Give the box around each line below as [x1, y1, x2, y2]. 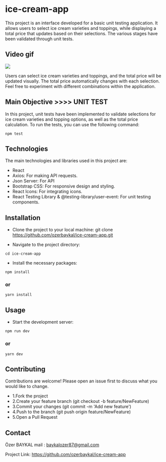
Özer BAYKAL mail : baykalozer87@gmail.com [5, 442, 100, 448]
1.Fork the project [12, 393, 48, 399]
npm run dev [5, 329, 30, 334]
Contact [5, 429, 31, 437]
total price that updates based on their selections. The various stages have [5, 30, 158, 36]
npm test [5, 131, 23, 136]
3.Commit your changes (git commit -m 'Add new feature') [12, 404, 131, 410]
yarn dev [5, 352, 23, 357]
